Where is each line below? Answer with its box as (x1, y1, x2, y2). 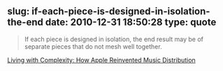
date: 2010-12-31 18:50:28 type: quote (45, 17, 217, 29)
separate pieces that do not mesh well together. (24, 42, 162, 51)
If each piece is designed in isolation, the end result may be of (24, 35, 204, 43)
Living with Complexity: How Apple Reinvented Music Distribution (7, 56, 196, 64)
